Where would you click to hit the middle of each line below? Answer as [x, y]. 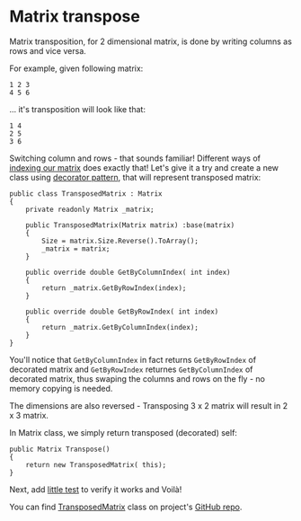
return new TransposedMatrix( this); [96, 464]
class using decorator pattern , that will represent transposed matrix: [135, 177]
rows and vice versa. [48, 50]
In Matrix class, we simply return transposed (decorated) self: [124, 432]
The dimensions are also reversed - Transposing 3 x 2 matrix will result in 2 [149, 405]
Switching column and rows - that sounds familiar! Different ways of [135, 158]
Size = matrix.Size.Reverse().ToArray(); [120, 241]
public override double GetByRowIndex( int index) [122, 312]
